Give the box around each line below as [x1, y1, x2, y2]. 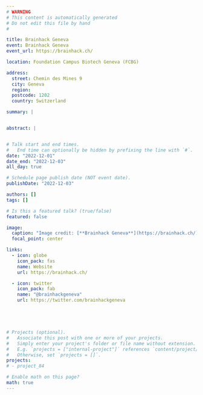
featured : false [6, 213, 47, 220]
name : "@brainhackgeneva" [17, 291, 83, 297]
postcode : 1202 [11, 92, 50, 99]
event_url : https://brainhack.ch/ [6, 48, 94, 55]
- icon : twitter [11, 280, 53, 287]
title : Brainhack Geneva [6, 37, 69, 43]
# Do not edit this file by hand [6, 20, 91, 26]
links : [6, 247, 23, 253]
